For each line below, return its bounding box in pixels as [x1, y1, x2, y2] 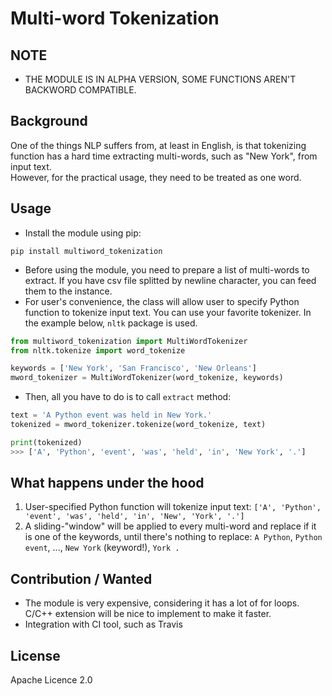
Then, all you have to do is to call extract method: [24, 391, 232, 403]
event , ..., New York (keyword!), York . [24, 542, 180, 554]
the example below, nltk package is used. [24, 317, 198, 329]
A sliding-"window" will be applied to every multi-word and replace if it [24, 520, 317, 532]
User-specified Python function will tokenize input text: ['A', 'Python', [24, 501, 322, 513]
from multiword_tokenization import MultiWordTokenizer [10, 336, 248, 346]
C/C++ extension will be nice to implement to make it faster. [24, 608, 272, 620]
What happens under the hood [10, 475, 205, 492]
